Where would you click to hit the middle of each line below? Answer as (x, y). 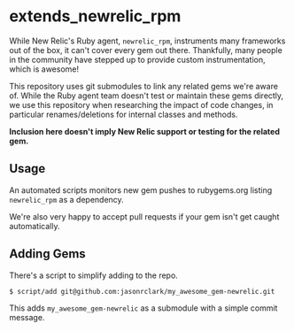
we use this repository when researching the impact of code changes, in (141, 104)
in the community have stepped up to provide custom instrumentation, (137, 59)
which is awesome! (44, 69)
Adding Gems (47, 254)
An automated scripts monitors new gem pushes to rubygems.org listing (141, 190)
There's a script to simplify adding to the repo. (94, 275)
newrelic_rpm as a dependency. (66, 199)
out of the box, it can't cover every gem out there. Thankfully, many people (146, 50)
